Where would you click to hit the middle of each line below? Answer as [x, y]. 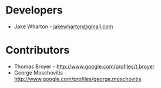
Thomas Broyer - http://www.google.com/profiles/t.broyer [84, 66]
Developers [34, 10]
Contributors [38, 50]
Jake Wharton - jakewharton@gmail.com [63, 26]
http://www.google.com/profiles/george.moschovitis [78, 79]
